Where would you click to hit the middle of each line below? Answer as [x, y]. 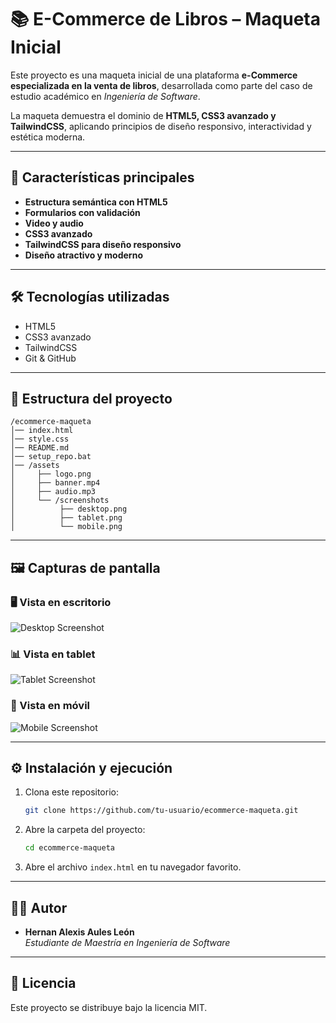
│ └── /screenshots [60, 501]
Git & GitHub [50, 358]
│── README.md [40, 448]
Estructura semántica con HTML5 [96, 202]
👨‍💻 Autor [39, 907]
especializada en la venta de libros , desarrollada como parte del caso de [161, 85]
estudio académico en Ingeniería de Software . [105, 96]
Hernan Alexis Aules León [79, 932]
